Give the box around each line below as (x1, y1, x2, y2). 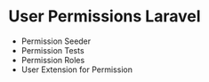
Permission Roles (20, 54, 85, 65)
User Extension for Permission (20, 64, 133, 75)
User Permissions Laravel (8, 6, 201, 27)
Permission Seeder (20, 36, 92, 46)
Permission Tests (20, 45, 85, 55)
